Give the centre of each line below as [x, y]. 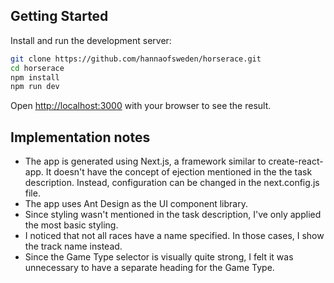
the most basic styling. [71, 225]
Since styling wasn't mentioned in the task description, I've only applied [173, 215]
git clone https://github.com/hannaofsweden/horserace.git [136, 59]
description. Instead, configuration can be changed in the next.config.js [172, 183]
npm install [35, 77]
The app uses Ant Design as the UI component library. [136, 204]
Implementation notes [80, 137]
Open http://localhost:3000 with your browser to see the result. [141, 106]
